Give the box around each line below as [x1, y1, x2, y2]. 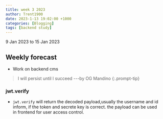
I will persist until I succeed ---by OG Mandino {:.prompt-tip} [17, 75, 140, 81]
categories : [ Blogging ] [5, 21, 54, 26]
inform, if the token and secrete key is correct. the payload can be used [12, 104, 157, 110]
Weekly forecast [5, 53, 57, 61]
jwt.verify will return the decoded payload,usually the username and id [12, 99, 159, 105]
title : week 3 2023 [5, 7, 46, 12]
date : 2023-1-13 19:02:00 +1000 [5, 16, 71, 21]
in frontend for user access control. [12, 109, 84, 115]
